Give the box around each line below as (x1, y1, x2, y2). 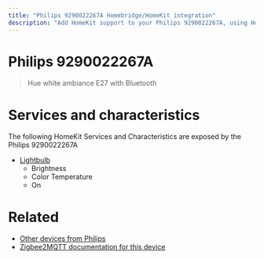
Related (8, 208, 59, 226)
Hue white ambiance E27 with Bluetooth (27, 78, 157, 88)
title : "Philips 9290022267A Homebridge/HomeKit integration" (8, 11, 216, 20)
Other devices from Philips (19, 234, 106, 243)
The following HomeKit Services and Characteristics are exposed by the (8, 132, 242, 141)
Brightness (31, 164, 67, 173)
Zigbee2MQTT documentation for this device (19, 243, 166, 252)
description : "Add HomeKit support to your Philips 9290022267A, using (8, 19, 247, 27)
